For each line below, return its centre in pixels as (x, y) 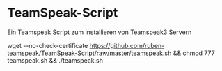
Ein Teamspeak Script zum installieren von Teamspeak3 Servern (100, 32)
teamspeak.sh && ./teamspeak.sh (55, 60)
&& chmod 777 (194, 53)
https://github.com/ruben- (127, 45)
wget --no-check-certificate (48, 45)
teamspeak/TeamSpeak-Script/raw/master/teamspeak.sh (89, 53)
